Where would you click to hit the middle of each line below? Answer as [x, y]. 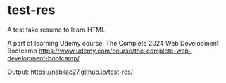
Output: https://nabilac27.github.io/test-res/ [70, 72]
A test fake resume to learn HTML [56, 30]
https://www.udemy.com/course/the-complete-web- [115, 51]
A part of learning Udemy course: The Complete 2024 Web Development [113, 43]
